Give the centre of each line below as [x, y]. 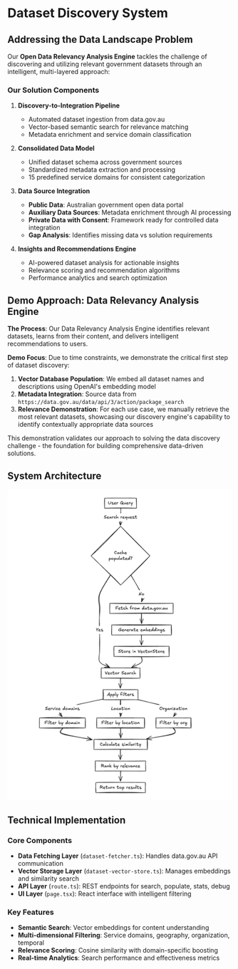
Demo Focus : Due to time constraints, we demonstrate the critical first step [118, 358]
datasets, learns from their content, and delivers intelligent [93, 336]
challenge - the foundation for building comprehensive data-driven [105, 446]
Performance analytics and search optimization [98, 278]
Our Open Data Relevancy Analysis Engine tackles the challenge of [108, 56]
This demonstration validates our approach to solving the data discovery [114, 438]
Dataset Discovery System [88, 13]
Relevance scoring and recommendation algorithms [104, 270]
